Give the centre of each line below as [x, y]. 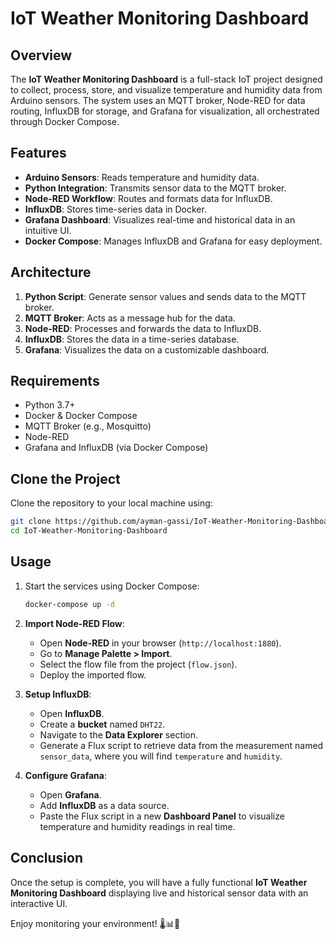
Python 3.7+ [50, 405]
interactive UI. [39, 903]
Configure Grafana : [65, 775]
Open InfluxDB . [72, 713]
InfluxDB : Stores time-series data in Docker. [115, 209]
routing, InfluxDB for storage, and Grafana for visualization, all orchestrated [165, 111]
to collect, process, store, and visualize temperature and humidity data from [166, 90]
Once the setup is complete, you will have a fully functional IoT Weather [159, 882]
